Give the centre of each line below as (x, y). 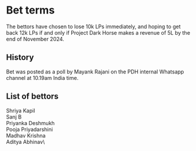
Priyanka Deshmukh (30, 123)
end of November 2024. (35, 39)
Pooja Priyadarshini (29, 129)
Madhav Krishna (26, 135)
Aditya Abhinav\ (26, 142)
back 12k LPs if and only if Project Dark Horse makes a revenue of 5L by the (98, 32)
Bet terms (30, 10)
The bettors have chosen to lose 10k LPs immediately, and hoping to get (93, 26)
